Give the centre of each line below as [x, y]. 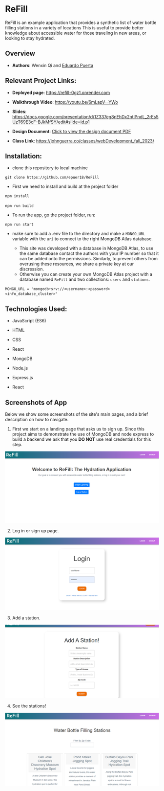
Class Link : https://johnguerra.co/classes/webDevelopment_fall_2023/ [83, 141]
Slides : [19, 112]
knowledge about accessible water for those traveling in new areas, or [76, 33]
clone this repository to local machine [50, 168]
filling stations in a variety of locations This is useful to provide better [74, 27]
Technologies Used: [36, 309]
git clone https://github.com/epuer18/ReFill [52, 178]
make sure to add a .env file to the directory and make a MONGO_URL [79, 234]
